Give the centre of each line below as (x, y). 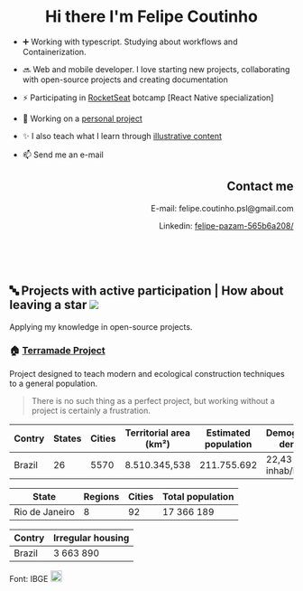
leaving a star (48, 305)
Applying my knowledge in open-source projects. (101, 326)
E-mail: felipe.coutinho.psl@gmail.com (222, 208)
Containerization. (55, 52)
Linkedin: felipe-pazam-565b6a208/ (226, 225)
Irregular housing (91, 538)
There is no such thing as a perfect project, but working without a (153, 400)
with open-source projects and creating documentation (125, 80)
